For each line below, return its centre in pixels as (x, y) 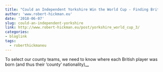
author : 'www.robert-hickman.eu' (39, 14)
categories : (17, 32)
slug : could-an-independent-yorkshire (44, 23)
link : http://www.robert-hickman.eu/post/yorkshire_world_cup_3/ (72, 28)
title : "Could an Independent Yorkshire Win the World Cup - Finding (77, 9)
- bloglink (16, 37)
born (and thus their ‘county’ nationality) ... (47, 64)
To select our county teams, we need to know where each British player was (81, 59)
